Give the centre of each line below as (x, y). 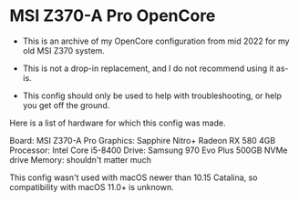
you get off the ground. (66, 105)
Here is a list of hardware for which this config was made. (118, 123)
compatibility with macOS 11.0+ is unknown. (92, 186)
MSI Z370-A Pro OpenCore (113, 16)
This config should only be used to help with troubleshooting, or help (152, 95)
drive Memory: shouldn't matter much (81, 159)
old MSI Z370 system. (63, 50)
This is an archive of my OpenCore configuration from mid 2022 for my (156, 41)
